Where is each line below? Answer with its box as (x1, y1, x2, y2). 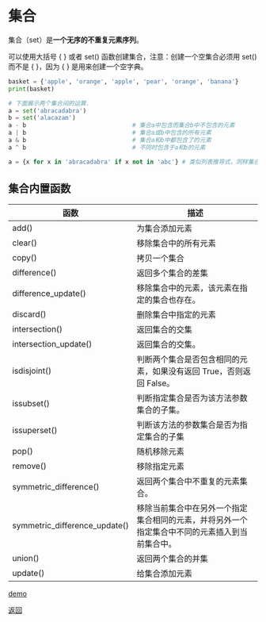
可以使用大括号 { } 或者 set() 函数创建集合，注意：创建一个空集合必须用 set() (8, 52, 257, 61)
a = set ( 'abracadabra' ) (8, 106, 87, 115)
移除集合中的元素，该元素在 (136, 282, 240, 294)
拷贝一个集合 (136, 252, 184, 263)
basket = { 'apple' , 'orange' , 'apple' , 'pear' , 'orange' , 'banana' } (8, 77, 239, 86)
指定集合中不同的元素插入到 (136, 526, 240, 537)
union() (12, 552, 40, 563)
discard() (12, 309, 47, 320)
